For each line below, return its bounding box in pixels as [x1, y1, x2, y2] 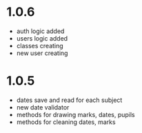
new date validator [16, 103, 70, 111]
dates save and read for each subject [16, 96, 123, 104]
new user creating [16, 49, 68, 57]
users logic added [16, 34, 68, 42]
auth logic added [16, 27, 65, 35]
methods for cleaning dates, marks [16, 118, 116, 126]
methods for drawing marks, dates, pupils [16, 110, 135, 119]
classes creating [16, 41, 63, 50]
